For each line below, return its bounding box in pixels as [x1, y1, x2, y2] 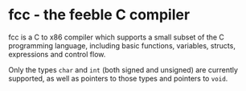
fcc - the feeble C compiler [8, 6, 191, 24]
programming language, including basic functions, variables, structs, [8, 40, 236, 50]
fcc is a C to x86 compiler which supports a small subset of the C [8, 32, 225, 42]
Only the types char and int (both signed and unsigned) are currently [8, 64, 239, 74]
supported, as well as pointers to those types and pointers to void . [8, 73, 228, 83]
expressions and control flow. [8, 49, 106, 59]
